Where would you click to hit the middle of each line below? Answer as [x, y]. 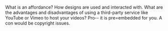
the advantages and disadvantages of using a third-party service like [77, 12]
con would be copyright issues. [38, 23]
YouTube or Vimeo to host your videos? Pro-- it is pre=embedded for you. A [84, 18]
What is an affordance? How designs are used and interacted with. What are [84, 7]
